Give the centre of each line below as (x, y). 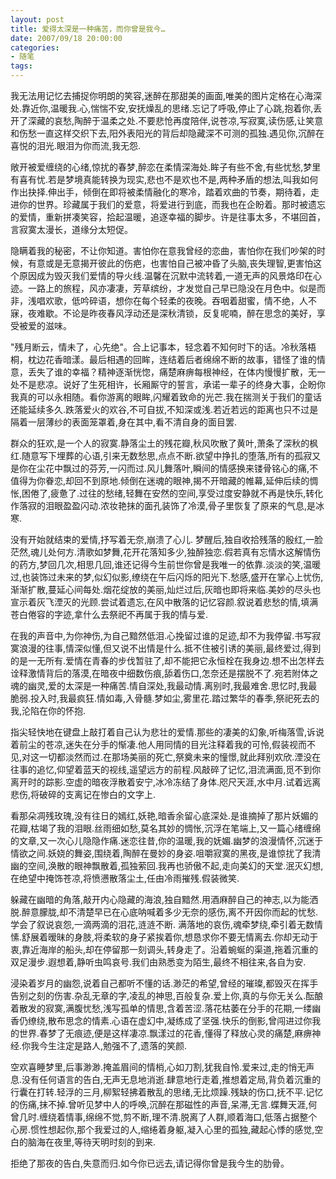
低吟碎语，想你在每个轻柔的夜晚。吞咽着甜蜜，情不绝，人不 (194, 300)
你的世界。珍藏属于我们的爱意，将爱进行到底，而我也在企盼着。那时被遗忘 (172, 204)
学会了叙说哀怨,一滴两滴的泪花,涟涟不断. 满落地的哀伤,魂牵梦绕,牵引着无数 (162, 924)
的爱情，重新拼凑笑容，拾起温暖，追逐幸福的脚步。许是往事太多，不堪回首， (168, 217)
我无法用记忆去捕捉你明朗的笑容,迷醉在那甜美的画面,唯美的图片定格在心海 (162, 95)
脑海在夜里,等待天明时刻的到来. (92, 1142)
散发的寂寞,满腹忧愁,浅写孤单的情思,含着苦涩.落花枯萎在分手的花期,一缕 (165, 1008)
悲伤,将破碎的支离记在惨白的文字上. (83, 794)
